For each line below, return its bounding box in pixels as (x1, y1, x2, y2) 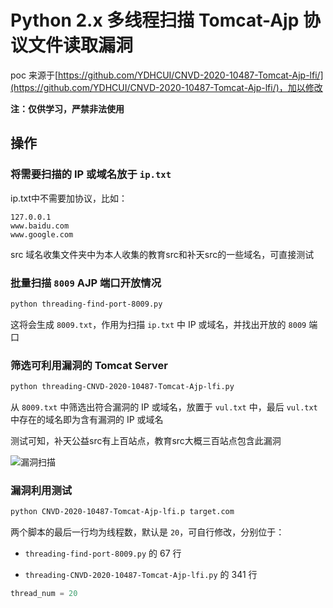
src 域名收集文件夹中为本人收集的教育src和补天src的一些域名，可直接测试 (10, 248, 315, 260)
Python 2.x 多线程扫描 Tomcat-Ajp (10, 9, 300, 32)
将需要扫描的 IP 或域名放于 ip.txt (10, 167, 172, 181)
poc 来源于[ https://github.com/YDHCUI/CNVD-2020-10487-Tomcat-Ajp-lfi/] (10, 69, 324, 81)
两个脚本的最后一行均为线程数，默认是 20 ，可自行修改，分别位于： (10, 526, 285, 538)
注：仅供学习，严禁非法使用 (10, 102, 125, 115)
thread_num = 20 (10, 589, 78, 599)
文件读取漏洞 (28, 34, 134, 57)
